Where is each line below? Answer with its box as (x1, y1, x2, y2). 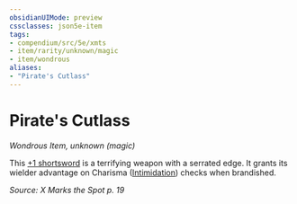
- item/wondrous (9, 55, 70, 64)
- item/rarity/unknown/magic (9, 47, 119, 56)
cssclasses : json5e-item (9, 22, 103, 31)
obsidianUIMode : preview (9, 13, 103, 22)
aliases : (9, 64, 42, 73)
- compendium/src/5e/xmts (9, 38, 106, 48)
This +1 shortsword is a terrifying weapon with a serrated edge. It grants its (9, 157, 288, 168)
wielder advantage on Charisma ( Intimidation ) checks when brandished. (9, 167, 277, 178)
